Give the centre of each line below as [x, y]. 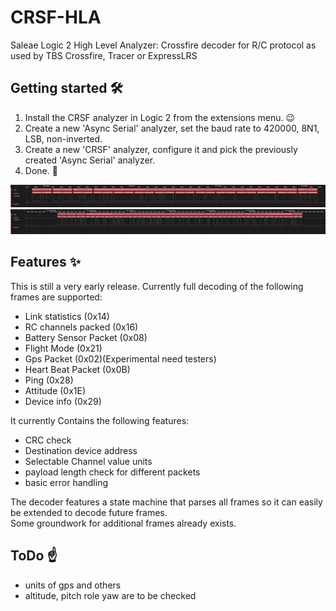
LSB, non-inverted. [63, 138]
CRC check [48, 440]
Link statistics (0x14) [67, 316]
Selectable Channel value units [88, 461]
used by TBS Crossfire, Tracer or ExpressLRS [104, 55]
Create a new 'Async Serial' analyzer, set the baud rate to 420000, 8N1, [172, 128]
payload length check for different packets [112, 472]
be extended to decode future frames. [89, 512]
